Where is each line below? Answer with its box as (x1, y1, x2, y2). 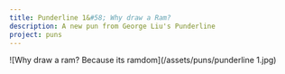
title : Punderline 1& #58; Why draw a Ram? (9, 13, 171, 23)
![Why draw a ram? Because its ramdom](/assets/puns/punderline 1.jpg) (9, 55, 277, 66)
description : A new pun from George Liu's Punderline (9, 22, 216, 31)
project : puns (9, 30, 63, 39)
